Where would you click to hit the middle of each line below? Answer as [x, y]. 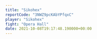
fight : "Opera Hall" [27, 24]
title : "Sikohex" [24, 10]
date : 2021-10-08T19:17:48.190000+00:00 [49, 29]
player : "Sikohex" [25, 19]
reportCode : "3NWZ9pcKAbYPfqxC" [39, 15]
